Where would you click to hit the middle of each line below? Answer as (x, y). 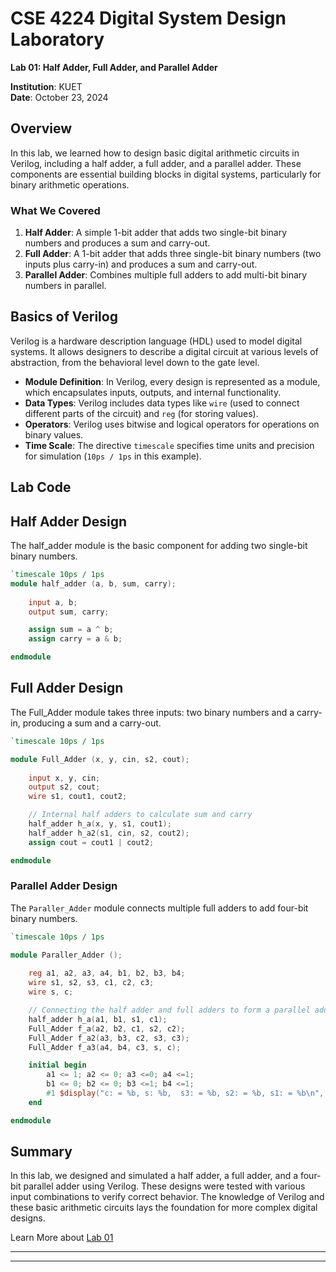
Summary (41, 1152)
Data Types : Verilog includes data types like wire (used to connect (162, 403)
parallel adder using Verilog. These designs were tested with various (164, 1186)
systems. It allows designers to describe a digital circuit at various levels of (164, 351)
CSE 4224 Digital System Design (148, 18)
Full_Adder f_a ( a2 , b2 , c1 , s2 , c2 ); (107, 1028)
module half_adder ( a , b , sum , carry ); (93, 583)
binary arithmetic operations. (70, 184)
